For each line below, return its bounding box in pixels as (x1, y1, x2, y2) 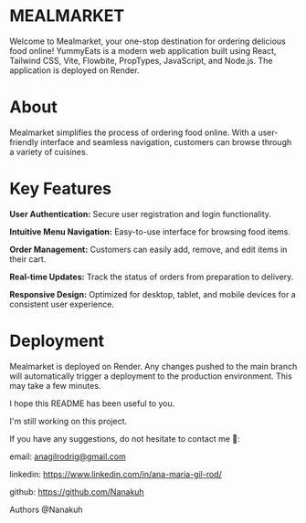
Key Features (9, 179, 112, 199)
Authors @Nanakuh (9, 504, 84, 515)
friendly (9, 136, 39, 147)
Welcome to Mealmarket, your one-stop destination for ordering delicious (9, 36, 286, 47)
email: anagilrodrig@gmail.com (9, 451, 126, 462)
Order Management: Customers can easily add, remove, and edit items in (9, 244, 288, 255)
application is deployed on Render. (9, 65, 140, 76)
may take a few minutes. (9, 380, 101, 391)
